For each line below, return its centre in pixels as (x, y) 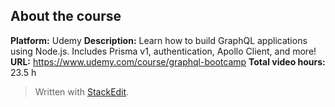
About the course (66, 16)
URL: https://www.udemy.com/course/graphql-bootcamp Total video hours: (168, 61)
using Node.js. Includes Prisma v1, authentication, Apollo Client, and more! (163, 51)
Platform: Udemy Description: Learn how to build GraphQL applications (159, 40)
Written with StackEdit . (82, 91)
